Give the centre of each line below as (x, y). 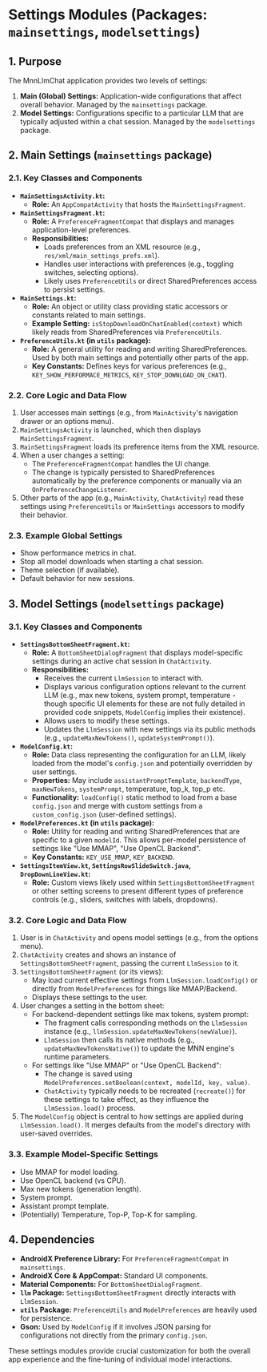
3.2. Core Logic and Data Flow (68, 920)
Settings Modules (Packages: (108, 15)
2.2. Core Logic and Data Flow (68, 395)
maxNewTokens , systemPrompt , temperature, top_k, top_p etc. (128, 789)
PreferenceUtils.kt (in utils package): (85, 340)
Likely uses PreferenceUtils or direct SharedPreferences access (150, 280)
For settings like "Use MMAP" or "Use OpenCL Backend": (126, 1065)
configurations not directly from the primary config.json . (114, 1335)
